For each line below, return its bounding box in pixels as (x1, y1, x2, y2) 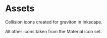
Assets (5, 3, 35, 14)
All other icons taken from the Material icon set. (5, 28, 102, 34)
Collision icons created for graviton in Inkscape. (5, 19, 103, 25)
